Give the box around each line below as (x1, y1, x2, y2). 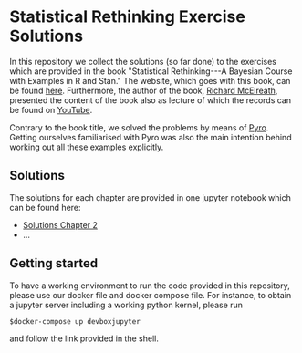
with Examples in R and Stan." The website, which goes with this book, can (9, 75, 291, 86)
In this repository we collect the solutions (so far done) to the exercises (9, 56, 276, 67)
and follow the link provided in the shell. (9, 333, 160, 344)
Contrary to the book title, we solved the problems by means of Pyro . (9, 121, 269, 133)
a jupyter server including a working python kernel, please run (9, 299, 244, 310)
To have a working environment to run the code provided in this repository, (9, 280, 290, 291)
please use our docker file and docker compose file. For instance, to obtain (9, 289, 292, 300)
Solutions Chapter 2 (22, 219, 99, 230)
